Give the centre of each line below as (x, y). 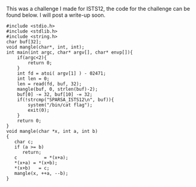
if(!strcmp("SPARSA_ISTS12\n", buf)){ (66, 100)
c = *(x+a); (41, 158)
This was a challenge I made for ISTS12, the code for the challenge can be (98, 9)
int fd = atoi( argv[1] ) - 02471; (62, 73)
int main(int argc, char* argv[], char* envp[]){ (70, 52)
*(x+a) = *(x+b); (36, 163)
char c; (24, 142)
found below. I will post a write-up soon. (56, 15)
